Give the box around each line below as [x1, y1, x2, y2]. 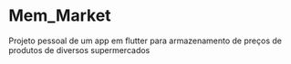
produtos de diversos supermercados [8, 44, 151, 55]
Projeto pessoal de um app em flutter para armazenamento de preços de [8, 35, 282, 46]
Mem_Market [8, 5, 111, 26]
